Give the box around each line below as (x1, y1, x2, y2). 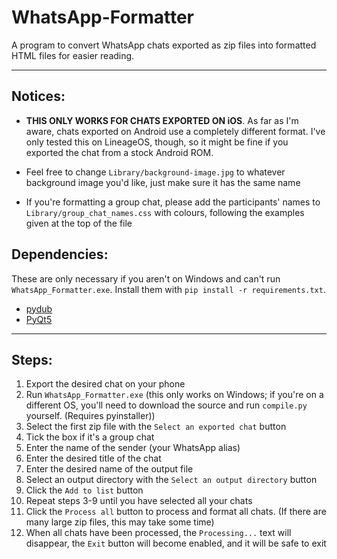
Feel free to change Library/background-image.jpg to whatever (25, 166, 286, 178)
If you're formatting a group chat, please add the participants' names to (25, 196, 321, 208)
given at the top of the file (25, 217, 133, 229)
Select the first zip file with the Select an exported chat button (25, 421, 287, 433)
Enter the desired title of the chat (25, 452, 162, 465)
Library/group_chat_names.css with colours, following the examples (25, 206, 305, 218)
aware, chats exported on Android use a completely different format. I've (25, 125, 326, 137)
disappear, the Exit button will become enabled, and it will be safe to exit (25, 537, 327, 550)
